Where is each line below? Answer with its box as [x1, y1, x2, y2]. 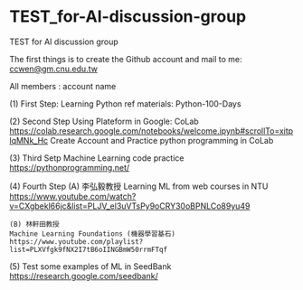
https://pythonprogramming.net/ [9, 162, 130, 173]
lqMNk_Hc [9, 135, 49, 145]
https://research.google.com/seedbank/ [9, 270, 158, 281]
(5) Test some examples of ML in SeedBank [9, 260, 172, 272]
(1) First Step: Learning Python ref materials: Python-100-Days [9, 98, 241, 109]
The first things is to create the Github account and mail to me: [9, 53, 242, 64]
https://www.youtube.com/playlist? [9, 237, 144, 246]
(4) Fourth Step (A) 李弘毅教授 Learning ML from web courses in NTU [9, 181, 269, 192]
